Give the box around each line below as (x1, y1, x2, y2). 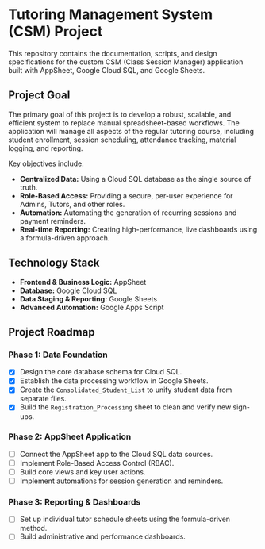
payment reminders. (19, 216, 86, 225)
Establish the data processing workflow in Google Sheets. (19, 376, 209, 386)
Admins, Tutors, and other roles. (19, 199, 125, 209)
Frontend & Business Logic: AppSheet (19, 277, 147, 286)
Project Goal (8, 89, 71, 102)
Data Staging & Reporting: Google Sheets (19, 294, 157, 303)
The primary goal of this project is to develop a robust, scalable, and (8, 109, 232, 119)
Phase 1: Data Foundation (8, 349, 109, 360)
